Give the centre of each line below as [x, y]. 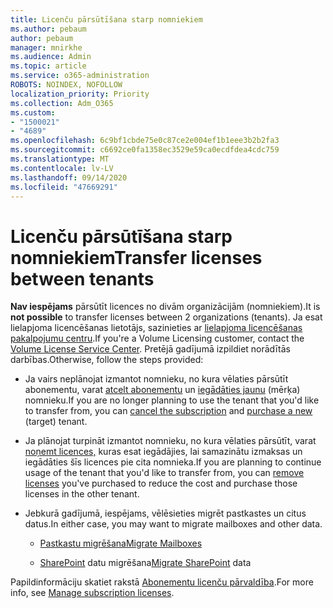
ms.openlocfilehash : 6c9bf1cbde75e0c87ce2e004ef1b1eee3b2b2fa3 [145, 141]
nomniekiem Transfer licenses [136, 257]
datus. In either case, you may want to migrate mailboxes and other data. [173, 524]
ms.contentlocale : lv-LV [62, 168]
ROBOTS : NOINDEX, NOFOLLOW [66, 85]
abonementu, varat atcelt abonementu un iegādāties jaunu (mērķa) [162, 390]
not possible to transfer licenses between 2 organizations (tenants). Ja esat [166, 317]
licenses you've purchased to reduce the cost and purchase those [161, 483]
